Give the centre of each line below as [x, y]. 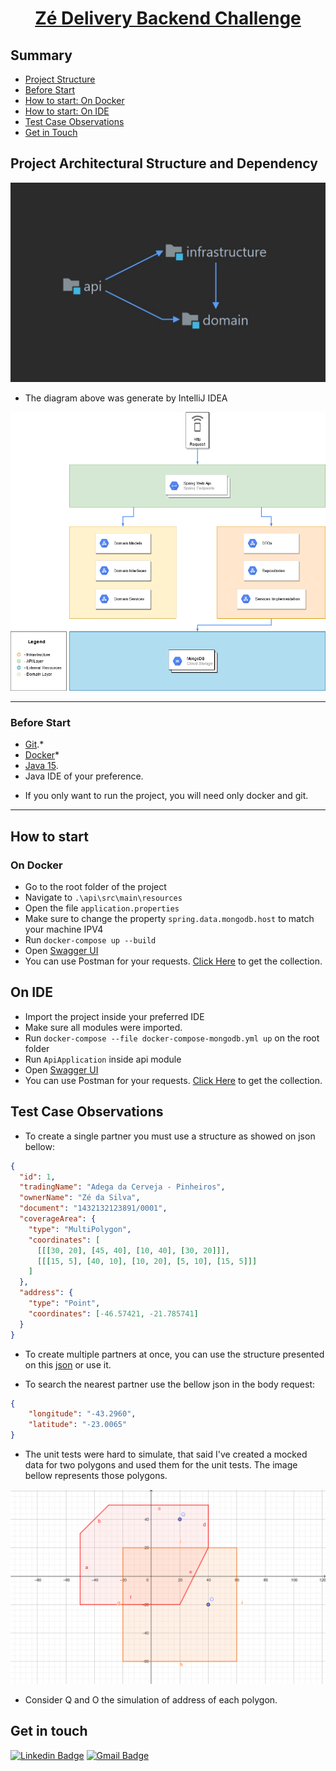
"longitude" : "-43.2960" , [82, 1414]
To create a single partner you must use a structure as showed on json [170, 1136]
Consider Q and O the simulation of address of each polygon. [151, 1700]
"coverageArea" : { [58, 1219]
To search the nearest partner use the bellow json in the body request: [169, 1384]
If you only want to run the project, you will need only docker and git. [166, 796]
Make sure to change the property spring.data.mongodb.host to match [169, 919]
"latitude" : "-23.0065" [78, 1425]
